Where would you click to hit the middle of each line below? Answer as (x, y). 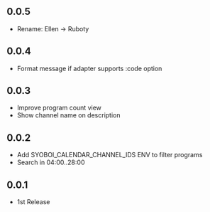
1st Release (33, 202)
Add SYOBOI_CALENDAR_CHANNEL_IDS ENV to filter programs (110, 155)
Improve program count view (59, 108)
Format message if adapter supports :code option (89, 68)
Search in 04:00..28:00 (51, 162)
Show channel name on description (68, 115)
